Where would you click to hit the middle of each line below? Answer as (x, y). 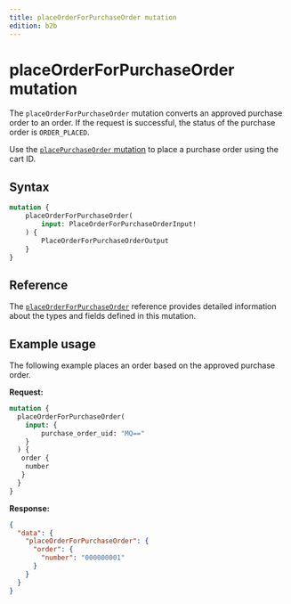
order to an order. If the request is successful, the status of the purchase (142, 123)
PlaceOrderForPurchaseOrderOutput (105, 241)
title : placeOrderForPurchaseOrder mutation (93, 17)
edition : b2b (33, 26)
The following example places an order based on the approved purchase (142, 365)
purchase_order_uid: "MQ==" (93, 433)
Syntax (29, 187)
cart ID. (23, 159)
